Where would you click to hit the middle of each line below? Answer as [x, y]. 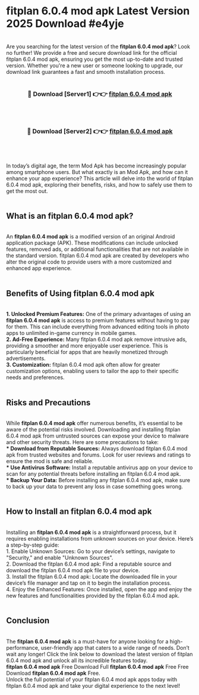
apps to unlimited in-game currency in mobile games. [71, 333]
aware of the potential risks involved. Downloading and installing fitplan [94, 429]
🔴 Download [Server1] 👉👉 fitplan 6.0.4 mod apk [100, 94]
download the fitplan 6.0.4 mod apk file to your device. [73, 570]
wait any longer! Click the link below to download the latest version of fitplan [99, 654]
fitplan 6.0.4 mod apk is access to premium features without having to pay [98, 321]
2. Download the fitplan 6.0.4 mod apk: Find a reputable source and [89, 564]
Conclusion [28, 621]
